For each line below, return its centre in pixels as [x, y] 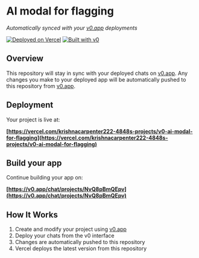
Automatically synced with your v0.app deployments [72, 28]
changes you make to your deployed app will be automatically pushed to [96, 79]
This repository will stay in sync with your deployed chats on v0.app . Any [97, 73]
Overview [25, 59]
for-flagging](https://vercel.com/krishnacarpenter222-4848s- [87, 138]
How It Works [32, 215]
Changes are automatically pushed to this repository [80, 242]
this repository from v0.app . [41, 86]
